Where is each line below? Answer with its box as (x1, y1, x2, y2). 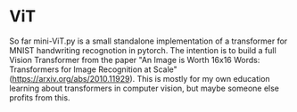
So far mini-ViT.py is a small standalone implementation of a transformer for (9, 36, 288, 46)
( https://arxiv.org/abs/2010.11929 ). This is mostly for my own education (9, 73, 270, 84)
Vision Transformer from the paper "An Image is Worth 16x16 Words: (9, 54, 260, 65)
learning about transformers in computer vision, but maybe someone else (9, 83, 279, 93)
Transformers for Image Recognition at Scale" (9, 64, 178, 75)
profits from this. (9, 92, 70, 103)
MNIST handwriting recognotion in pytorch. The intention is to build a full (9, 44, 276, 55)
